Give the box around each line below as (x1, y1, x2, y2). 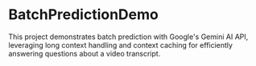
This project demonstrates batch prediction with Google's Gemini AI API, (8, 32, 249, 41)
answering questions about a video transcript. (8, 49, 161, 58)
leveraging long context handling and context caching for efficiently (8, 40, 233, 49)
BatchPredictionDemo (8, 6, 159, 24)
